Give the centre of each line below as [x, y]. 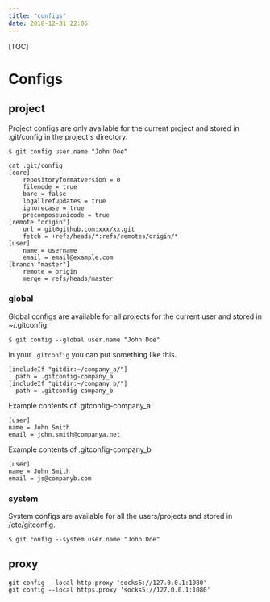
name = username [50, 250]
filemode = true [50, 186]
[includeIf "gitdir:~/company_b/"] [68, 383]
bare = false [45, 194]
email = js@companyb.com [50, 478]
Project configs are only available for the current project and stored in [124, 128]
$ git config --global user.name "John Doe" [84, 340]
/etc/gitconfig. [32, 525]
